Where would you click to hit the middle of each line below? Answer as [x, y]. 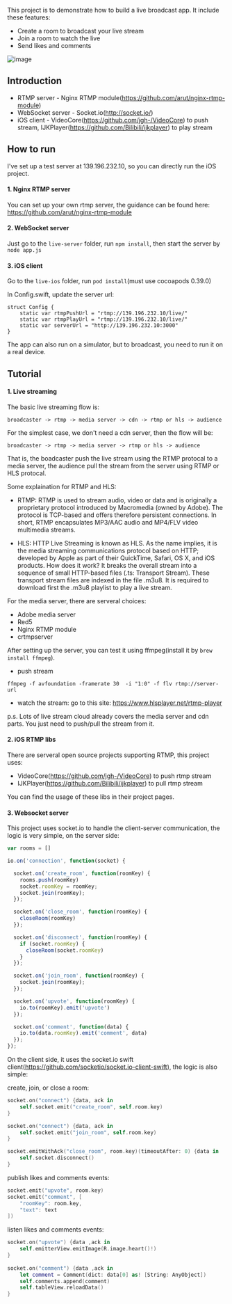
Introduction [35, 81]
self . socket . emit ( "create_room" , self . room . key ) [91, 1107]
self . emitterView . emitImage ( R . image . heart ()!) [88, 1249]
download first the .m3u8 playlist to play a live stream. [94, 587]
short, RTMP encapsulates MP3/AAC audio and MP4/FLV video [108, 522]
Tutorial [24, 374]
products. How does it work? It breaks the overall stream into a [107, 565]
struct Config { [31, 308]
